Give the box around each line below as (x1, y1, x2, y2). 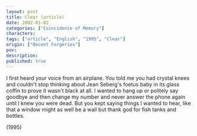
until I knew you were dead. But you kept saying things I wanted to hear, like (6, 99, 191, 106)
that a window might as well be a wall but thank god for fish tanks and (6, 106, 176, 113)
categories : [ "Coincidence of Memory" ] (6, 25, 105, 31)
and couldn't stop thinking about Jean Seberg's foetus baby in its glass (6, 80, 179, 88)
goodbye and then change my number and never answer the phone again (6, 93, 185, 101)
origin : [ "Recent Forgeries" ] (6, 42, 81, 48)
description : (6, 53, 38, 59)
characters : (6, 31, 35, 37)
